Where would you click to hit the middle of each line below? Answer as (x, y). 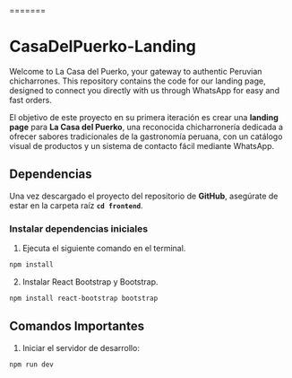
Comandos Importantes (77, 326)
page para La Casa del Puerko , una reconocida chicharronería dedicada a (146, 127)
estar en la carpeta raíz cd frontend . (76, 205)
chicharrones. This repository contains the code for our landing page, (137, 81)
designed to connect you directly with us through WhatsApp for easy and (145, 90)
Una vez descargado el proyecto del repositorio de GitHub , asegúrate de (144, 196)
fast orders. (30, 100)
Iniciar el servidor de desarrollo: (81, 347)
